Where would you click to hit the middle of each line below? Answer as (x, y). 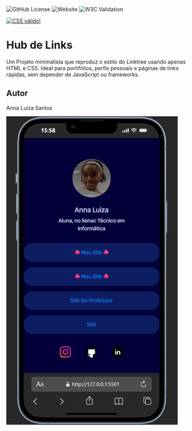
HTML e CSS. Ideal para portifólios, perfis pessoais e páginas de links (92, 68)
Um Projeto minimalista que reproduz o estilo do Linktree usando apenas (96, 62)
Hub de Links (40, 45)
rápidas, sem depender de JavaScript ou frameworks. (73, 74)
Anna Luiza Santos (29, 107)
